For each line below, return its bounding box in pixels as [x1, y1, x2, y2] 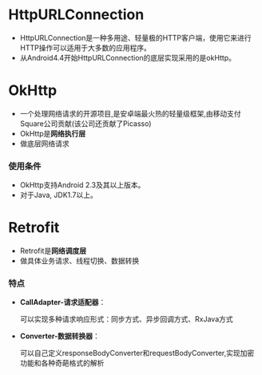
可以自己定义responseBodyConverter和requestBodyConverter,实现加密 [19, 349, 255, 358]
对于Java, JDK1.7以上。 [19, 190, 98, 200]
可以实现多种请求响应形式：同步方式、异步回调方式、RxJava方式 [19, 314, 233, 324]
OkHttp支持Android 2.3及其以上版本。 [19, 180, 145, 190]
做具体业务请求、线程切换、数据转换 [19, 256, 140, 266]
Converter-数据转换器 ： [19, 331, 100, 341]
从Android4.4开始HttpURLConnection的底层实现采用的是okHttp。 [19, 53, 236, 62]
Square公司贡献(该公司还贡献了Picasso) [19, 118, 152, 128]
